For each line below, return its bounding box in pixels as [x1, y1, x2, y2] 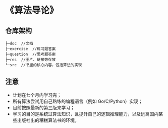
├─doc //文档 [5, 41, 34, 46]
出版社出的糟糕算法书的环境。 [17, 117, 79, 123]
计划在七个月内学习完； [12, 92, 62, 98]
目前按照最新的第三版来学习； [12, 104, 75, 110]
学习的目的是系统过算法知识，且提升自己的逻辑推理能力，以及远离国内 [12, 111, 159, 117]
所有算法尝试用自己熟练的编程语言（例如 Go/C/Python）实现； [12, 98, 143, 104]
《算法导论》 [5, 5, 59, 16]
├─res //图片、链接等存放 [5, 57, 56, 62]
